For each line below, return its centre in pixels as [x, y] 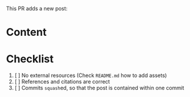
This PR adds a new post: [37, 9]
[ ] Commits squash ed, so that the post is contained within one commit [99, 88]
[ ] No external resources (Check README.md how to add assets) [91, 75]
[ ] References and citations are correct [62, 82]
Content [26, 32]
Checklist [30, 59]
